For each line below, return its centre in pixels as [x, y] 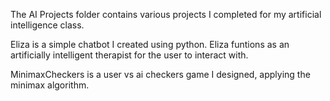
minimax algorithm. [50, 85]
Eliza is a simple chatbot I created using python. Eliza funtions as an [150, 44]
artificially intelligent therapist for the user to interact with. [129, 55]
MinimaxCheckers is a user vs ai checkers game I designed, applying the [160, 74]
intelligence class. [47, 25]
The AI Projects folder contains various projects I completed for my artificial [166, 14]
